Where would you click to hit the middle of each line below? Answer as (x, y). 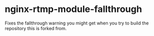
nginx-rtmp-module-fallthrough (73, 9)
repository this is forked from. (36, 28)
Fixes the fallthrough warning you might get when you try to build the (77, 23)
